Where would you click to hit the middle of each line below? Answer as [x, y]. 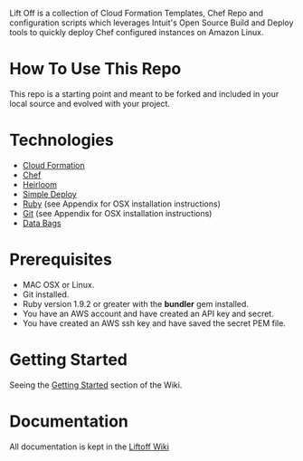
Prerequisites [61, 259]
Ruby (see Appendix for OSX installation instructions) [122, 204]
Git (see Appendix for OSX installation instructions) [117, 213]
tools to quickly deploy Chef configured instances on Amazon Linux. [137, 32]
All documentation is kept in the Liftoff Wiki [90, 447]
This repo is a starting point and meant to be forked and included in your [144, 93]
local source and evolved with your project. [90, 103]
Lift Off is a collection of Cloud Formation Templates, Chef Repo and [137, 13]
